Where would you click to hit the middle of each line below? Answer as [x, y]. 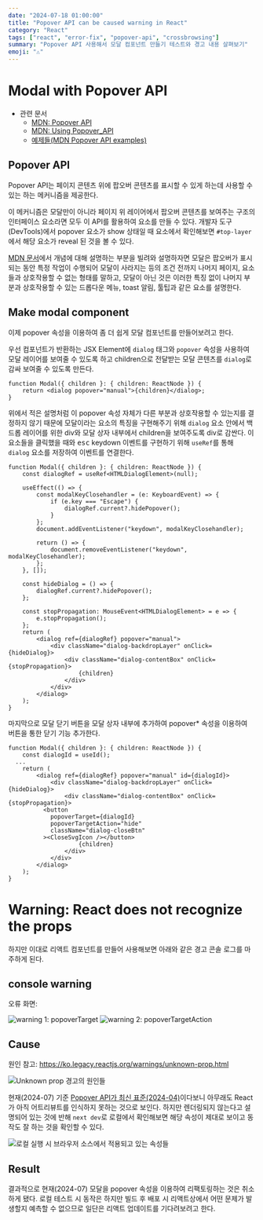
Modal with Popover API [88, 91]
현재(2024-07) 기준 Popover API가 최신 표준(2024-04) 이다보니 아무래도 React [131, 1097]
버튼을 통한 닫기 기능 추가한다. [54, 733]
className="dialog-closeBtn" [98, 830]
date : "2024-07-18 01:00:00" [56, 15]
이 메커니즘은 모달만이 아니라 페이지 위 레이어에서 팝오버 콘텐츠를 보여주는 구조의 [132, 211]
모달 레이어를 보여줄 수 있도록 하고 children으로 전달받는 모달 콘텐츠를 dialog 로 [130, 359]
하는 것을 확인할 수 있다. [68, 1127]
